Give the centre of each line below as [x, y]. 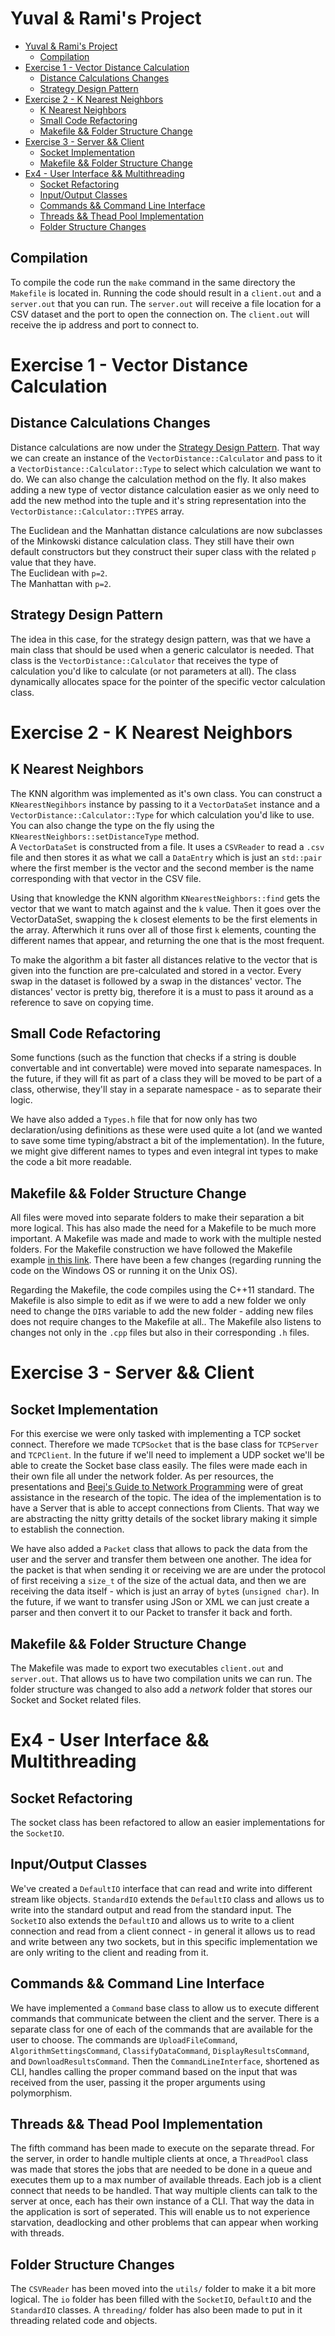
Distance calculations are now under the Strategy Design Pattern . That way [165, 447]
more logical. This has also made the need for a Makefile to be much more [163, 1228]
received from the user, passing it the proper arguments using [138, 2082]
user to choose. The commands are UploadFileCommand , [124, 2039]
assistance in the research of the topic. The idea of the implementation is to [166, 1498]
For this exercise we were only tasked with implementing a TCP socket [156, 1434]
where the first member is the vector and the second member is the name [162, 868]
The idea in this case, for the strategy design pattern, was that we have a [161, 639]
